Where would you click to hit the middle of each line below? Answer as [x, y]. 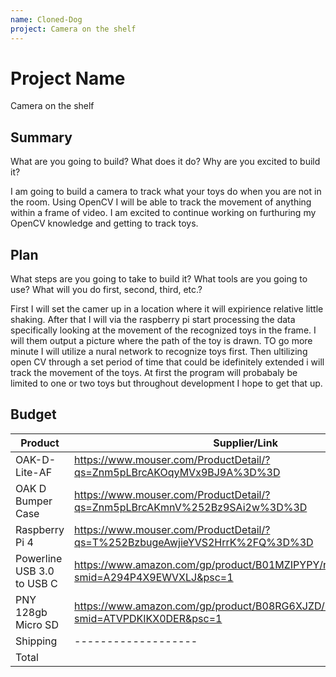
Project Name [68, 78]
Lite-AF [34, 472]
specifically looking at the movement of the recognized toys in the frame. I [163, 330]
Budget [33, 414]
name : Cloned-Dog [46, 19]
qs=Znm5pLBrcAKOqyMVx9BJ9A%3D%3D [177, 472]
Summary [41, 137]
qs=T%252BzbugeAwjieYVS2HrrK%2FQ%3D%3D [194, 542]
